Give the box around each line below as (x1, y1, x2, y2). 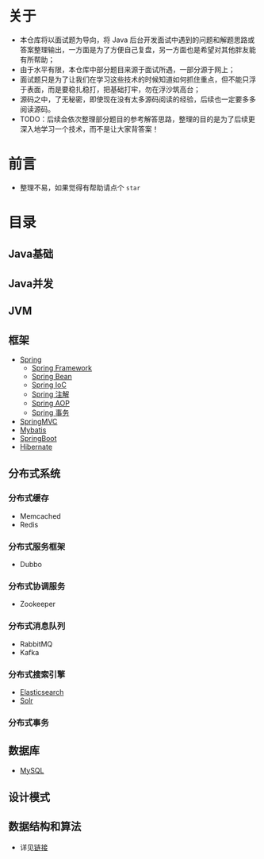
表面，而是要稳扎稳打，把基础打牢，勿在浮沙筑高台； (26, 84, 201, 94)
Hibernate (19, 442, 53, 452)
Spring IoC (31, 380, 67, 389)
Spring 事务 (31, 408, 70, 417)
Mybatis (19, 425, 47, 435)
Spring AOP (31, 398, 70, 408)
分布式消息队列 (8, 620, 66, 631)
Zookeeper (19, 600, 56, 609)
